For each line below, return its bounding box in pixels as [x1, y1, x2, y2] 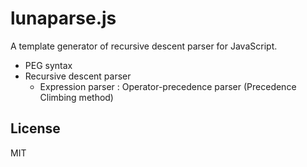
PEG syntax [24, 59, 73, 71]
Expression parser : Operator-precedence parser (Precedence [39, 80, 297, 92]
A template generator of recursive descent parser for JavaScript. [10, 40, 278, 52]
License [10, 120, 61, 137]
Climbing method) [39, 91, 114, 103]
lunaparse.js [10, 7, 117, 30]
